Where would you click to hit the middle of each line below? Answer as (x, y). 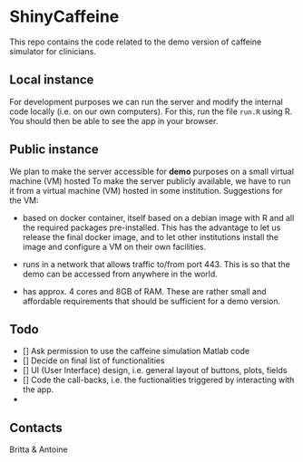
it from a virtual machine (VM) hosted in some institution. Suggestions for (146, 190)
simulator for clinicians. (53, 51)
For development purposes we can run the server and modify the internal (147, 101)
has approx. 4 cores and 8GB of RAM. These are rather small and (144, 291)
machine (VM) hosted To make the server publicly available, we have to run (150, 181)
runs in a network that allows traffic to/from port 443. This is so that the (156, 264)
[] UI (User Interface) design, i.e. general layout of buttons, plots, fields (155, 371)
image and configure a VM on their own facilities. (114, 246)
